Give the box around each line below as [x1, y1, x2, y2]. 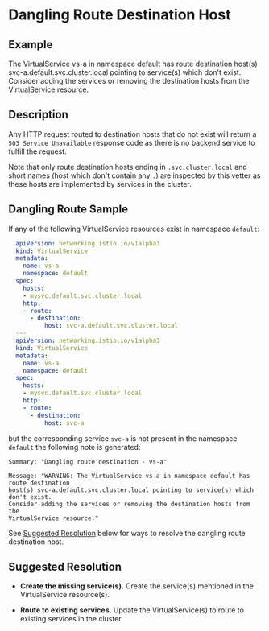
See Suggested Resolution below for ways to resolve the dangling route [8, 528, 246, 538]
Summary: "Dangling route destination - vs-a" [8, 457, 168, 466]
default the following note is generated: [8, 442, 141, 452]
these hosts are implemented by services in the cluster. [8, 179, 192, 188]
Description [8, 108, 68, 122]
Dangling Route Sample [8, 203, 129, 217]
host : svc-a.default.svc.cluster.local [43, 322, 179, 330]
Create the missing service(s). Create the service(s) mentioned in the [19, 581, 254, 591]
